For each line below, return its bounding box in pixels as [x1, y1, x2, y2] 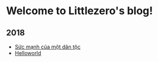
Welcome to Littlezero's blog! [6, 4, 153, 18]
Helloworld [14, 50, 41, 57]
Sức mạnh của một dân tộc [14, 43, 81, 50]
